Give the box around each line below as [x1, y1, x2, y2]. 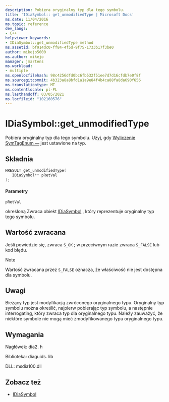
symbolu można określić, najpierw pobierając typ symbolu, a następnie [5, 305, 153, 311]
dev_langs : [5, 26, 28, 31]
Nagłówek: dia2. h [5, 344, 43, 350]
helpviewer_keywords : [5, 36, 51, 41]
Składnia [5, 155, 34, 163]
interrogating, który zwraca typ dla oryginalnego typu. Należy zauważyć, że [5, 310, 163, 316]
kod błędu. [5, 247, 28, 253]
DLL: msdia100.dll [5, 363, 42, 369]
